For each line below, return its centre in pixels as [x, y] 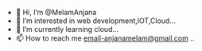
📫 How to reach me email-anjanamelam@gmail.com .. [105, 38]
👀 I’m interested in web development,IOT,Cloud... [96, 21]
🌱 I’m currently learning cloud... [67, 29]
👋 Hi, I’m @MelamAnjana [56, 12]
